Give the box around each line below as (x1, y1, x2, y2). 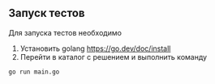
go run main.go (8, 68, 60, 76)
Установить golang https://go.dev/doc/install (19, 44, 171, 53)
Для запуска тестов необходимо (8, 27, 122, 37)
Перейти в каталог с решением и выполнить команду (19, 52, 208, 61)
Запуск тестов (8, 6, 85, 20)
